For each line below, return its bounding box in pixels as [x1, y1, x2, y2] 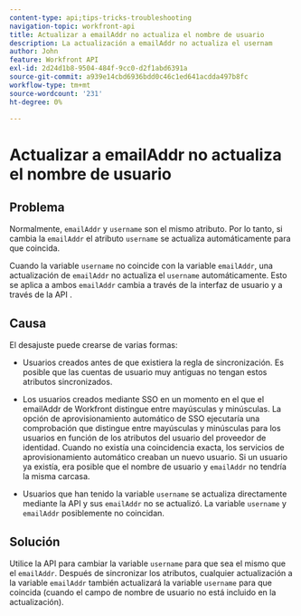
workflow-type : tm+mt [9, 81, 91, 90]
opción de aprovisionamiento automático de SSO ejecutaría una [22, 413, 260, 424]
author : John [9, 47, 59, 56]
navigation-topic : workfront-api [9, 22, 136, 31]
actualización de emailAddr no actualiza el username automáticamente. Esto [9, 270, 287, 281]
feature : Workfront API [9, 55, 99, 64]
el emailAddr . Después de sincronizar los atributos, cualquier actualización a [9, 568, 293, 578]
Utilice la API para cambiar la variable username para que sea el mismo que [9, 558, 287, 569]
